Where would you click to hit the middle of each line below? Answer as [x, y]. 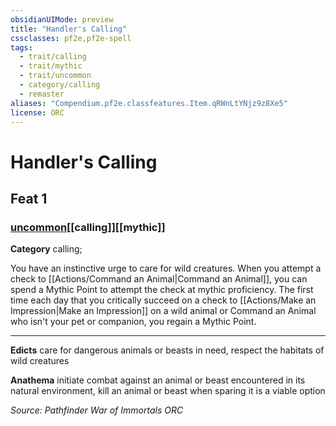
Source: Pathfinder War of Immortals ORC [97, 410]
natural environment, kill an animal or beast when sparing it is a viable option [168, 391]
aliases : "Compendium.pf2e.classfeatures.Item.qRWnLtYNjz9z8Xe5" [149, 103]
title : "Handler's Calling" [69, 29]
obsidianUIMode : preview [62, 19]
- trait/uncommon [55, 76]
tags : [21, 47]
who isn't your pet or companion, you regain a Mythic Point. [133, 322]
